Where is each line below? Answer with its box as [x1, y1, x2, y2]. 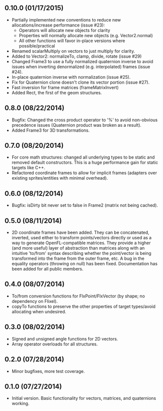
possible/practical [19, 43, 55, 48]
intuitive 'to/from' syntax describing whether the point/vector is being [11, 251, 152, 256]
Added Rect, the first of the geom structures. [11, 90, 102, 95]
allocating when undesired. [11, 308, 66, 315]
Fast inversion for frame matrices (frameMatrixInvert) [11, 84, 119, 90]
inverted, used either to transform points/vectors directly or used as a [11, 235, 152, 241]
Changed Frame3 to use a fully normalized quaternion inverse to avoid [11, 58, 153, 64]
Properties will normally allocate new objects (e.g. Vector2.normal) [19, 32, 153, 38]
